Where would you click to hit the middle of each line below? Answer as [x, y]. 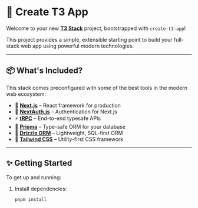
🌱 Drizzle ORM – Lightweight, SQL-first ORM [69, 133]
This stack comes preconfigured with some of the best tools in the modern [97, 88]
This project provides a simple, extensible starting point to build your [89, 39]
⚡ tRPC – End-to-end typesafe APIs [58, 118]
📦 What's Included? [44, 71]
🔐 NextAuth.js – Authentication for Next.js [66, 112]
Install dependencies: [41, 189]
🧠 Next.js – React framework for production [67, 105]
